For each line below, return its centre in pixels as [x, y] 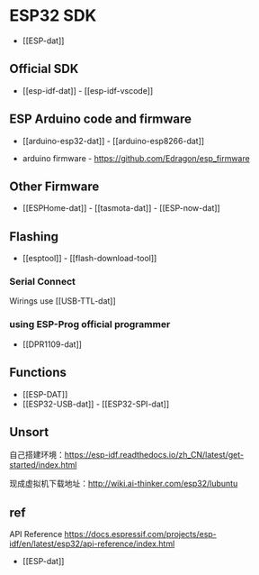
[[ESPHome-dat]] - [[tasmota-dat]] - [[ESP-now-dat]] [121, 208]
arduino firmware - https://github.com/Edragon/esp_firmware [136, 158]
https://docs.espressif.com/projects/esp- [141, 534]
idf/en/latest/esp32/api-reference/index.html [92, 544]
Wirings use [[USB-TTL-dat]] [63, 301]
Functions [38, 373]
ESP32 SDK [53, 16]
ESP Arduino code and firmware [100, 119]
